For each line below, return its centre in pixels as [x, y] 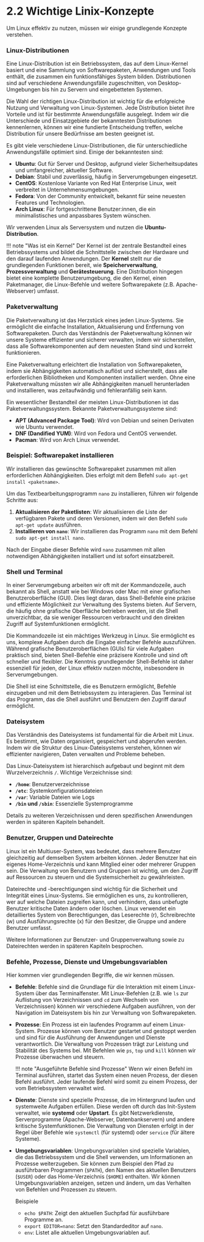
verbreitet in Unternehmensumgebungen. [67, 190]
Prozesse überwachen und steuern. [60, 1057]
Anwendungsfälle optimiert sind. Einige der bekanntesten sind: [85, 152]
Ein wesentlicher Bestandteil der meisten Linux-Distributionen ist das [93, 402]
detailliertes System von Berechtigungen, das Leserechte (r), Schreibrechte [101, 915]
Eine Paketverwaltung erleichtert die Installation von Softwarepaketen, [94, 364]
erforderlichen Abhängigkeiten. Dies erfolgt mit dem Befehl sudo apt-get [97, 475]
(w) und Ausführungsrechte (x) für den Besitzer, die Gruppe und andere [97, 921]
